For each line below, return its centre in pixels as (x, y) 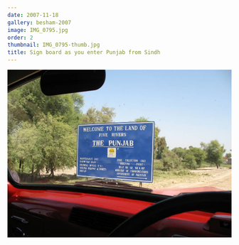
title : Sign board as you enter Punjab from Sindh (84, 53)
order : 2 (20, 38)
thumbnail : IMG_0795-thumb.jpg (54, 45)
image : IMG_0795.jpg (38, 30)
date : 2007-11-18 (33, 15)
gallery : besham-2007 (39, 22)
